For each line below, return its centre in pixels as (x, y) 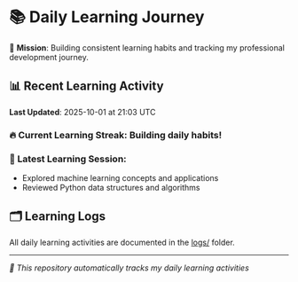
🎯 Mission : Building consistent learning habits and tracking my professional (147, 47)
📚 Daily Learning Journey (107, 17)
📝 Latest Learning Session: (68, 159)
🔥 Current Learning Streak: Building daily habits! (116, 135)
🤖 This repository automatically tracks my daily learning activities (129, 268)
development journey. (49, 57)
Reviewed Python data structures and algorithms (111, 187)
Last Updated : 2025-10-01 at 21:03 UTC (82, 112)
